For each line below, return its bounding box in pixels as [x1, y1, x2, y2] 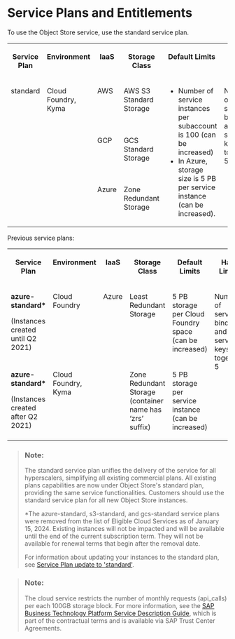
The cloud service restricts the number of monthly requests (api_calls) [24, 594, 227, 603]
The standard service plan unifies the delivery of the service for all [24, 466, 217, 475]
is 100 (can [178, 130, 216, 140]
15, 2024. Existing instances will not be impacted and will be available [24, 525, 225, 533]
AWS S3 [123, 86, 151, 95]
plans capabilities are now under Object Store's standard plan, [24, 481, 204, 490]
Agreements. [24, 624, 62, 632]
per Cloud [172, 309, 205, 318]
